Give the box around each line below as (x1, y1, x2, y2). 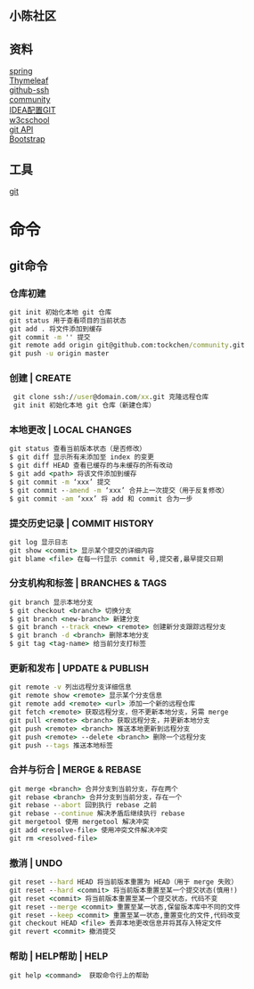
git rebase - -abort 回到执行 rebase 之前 (9, 801, 158, 810)
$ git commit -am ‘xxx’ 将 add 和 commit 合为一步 (9, 494, 193, 503)
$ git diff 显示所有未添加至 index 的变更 (9, 453, 154, 462)
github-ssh (9, 85, 50, 95)
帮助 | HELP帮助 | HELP (9, 950, 109, 962)
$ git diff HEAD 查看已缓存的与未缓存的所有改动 (9, 462, 173, 470)
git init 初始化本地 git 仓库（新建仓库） (12, 401, 156, 410)
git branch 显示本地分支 (9, 598, 94, 607)
